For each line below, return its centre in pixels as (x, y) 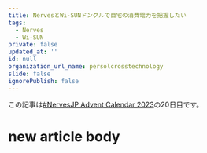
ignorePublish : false (44, 81)
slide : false (30, 74)
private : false (33, 45)
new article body (64, 136)
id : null (22, 60)
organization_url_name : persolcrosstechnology (86, 67)
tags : (17, 23)
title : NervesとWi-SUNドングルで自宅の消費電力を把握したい (97, 15)
